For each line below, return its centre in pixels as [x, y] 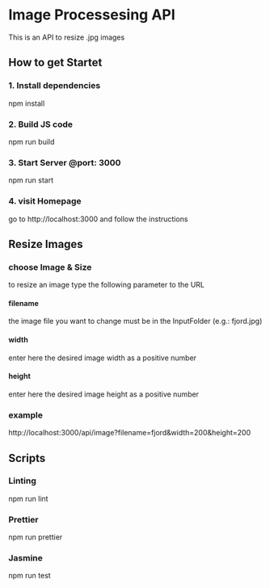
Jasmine [25, 558]
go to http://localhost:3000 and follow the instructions [98, 219]
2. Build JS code [41, 124]
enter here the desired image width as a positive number [102, 358]
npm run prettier [36, 537]
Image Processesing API [92, 15]
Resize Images [46, 244]
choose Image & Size [50, 267]
